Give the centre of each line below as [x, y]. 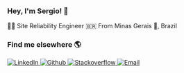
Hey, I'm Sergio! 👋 [38, 11]
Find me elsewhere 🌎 [44, 45]
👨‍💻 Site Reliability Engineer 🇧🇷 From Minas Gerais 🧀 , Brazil [92, 26]
